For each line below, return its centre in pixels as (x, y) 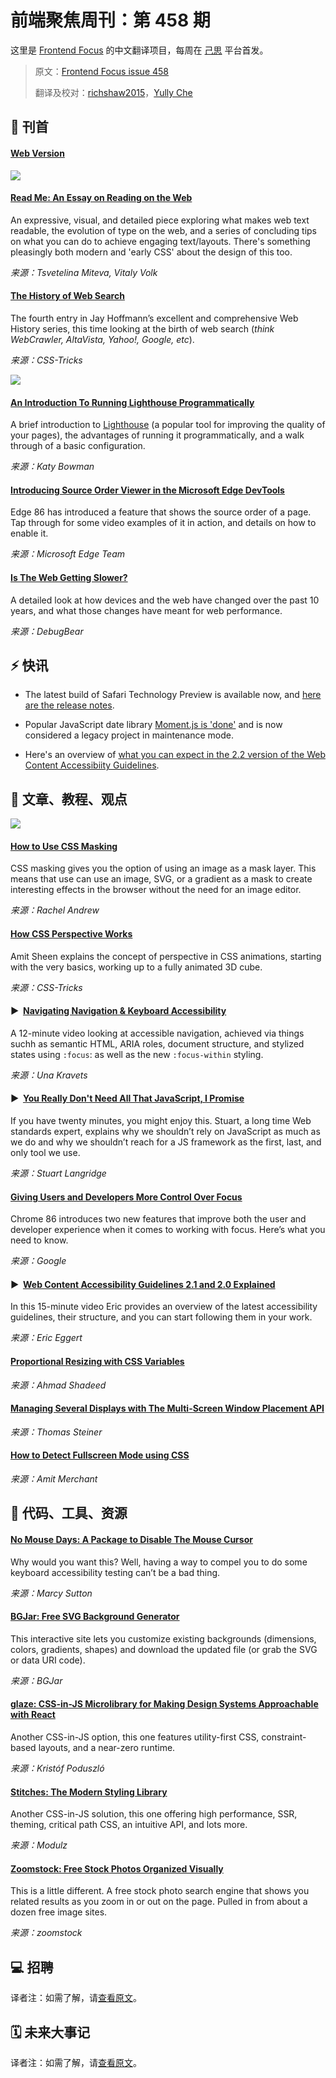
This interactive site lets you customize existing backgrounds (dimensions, (163, 1638)
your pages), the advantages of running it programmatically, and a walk (157, 435)
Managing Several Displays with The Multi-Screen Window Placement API (167, 1408)
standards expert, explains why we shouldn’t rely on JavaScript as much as (165, 1131)
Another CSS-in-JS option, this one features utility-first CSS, (135, 1737)
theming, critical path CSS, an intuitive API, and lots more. (129, 1825)
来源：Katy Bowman (52, 467)
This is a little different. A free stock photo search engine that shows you (160, 1891)
